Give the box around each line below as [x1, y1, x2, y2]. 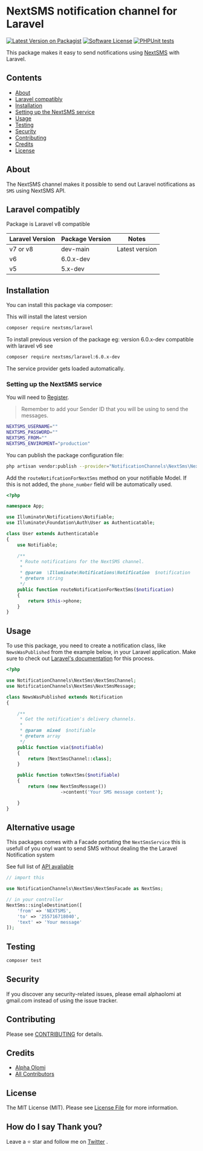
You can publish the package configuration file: [6, 451, 124, 458]
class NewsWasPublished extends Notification [6, 694, 123, 700]
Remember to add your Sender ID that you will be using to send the [21, 406, 188, 413]
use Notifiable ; [17, 542, 59, 548]
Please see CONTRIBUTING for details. [6, 1031, 104, 1038]
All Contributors [14, 1070, 54, 1078]
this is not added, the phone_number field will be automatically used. [6, 480, 173, 488]
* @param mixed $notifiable [19, 728, 96, 734]
